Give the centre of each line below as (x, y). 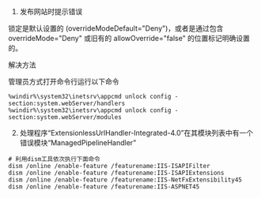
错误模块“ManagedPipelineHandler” (78, 143)
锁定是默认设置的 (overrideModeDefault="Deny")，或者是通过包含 (116, 28)
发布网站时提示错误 (51, 11)
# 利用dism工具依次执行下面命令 (54, 159)
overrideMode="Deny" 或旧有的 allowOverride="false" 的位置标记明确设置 (129, 38)
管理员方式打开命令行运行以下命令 (64, 82)
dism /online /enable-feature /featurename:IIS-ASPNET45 (104, 187)
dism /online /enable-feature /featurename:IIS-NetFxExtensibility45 (125, 180)
